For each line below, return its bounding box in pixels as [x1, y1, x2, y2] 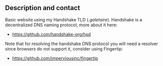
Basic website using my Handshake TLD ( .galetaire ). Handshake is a [5, 16, 143, 22]
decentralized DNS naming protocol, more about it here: [5, 22, 118, 28]
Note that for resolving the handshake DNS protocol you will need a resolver [5, 41, 158, 47]
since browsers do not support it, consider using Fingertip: [5, 46, 123, 51]
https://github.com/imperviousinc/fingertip [12, 55, 99, 61]
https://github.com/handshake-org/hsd [12, 31, 91, 37]
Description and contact [5, 4, 81, 12]
